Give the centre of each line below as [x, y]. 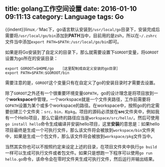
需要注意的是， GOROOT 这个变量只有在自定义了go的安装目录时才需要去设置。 [82, 82]
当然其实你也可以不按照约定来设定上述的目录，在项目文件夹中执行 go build [81, 146]
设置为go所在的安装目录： [32, 58]
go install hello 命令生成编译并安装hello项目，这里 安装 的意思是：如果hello [82, 124]
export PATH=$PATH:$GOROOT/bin [37, 73]
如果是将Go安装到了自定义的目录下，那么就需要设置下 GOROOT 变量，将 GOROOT [82, 52]
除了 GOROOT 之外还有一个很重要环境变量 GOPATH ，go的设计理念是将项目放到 [80, 93]
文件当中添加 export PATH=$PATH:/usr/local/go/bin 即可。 [63, 41]
